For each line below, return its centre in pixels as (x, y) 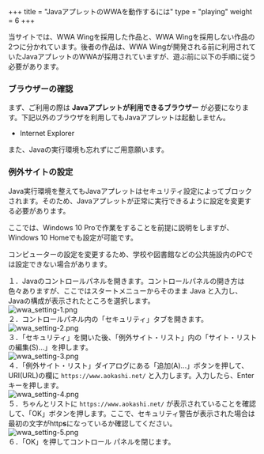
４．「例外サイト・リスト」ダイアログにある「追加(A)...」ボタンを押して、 (128, 365)
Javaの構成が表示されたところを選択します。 (81, 301)
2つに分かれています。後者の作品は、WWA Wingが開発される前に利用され (129, 47)
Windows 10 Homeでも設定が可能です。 (73, 237)
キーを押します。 (36, 385)
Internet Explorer (47, 134)
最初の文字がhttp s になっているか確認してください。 (92, 423)
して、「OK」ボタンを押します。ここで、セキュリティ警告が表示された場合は (132, 413)
